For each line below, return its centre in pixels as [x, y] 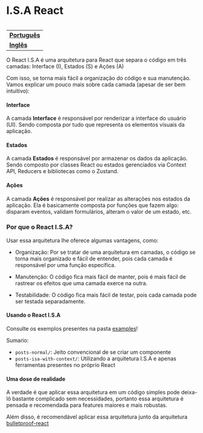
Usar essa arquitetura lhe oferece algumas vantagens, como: [82, 240]
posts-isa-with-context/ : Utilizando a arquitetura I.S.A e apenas [96, 359]
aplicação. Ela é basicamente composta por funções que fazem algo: [93, 205]
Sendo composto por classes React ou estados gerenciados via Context [96, 165]
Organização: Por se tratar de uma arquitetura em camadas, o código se [105, 252]
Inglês [18, 45]
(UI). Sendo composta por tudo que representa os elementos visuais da [95, 125]
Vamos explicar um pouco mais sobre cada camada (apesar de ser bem [96, 84]
